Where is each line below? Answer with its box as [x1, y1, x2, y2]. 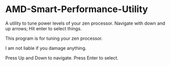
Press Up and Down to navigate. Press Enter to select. [5, 54, 119, 61]
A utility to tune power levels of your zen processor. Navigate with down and [5, 20, 165, 26]
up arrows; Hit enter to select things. [5, 25, 82, 31]
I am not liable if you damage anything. [5, 45, 87, 51]
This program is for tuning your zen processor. [5, 35, 103, 41]
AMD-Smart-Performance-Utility [5, 4, 148, 15]
